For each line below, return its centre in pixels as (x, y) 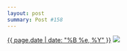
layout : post (26, 13)
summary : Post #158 (35, 20)
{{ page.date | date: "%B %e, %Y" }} (59, 40)
